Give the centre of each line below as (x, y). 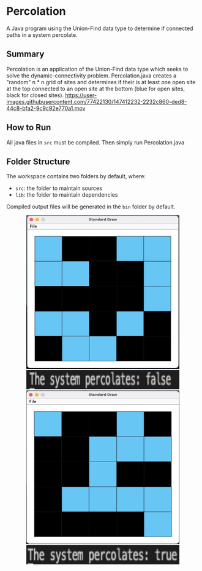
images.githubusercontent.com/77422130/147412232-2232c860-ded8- (97, 101)
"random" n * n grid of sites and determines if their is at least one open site (101, 82)
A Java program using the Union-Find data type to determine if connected (100, 28)
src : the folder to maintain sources (59, 188)
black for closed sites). (35, 95)
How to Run (29, 128)
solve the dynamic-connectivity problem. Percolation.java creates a (91, 76)
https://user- (81, 95)
